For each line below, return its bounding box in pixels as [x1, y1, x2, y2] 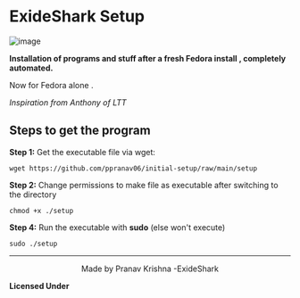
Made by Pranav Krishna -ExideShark [81, 263, 219, 274]
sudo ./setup [9, 239, 58, 248]
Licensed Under [9, 280, 70, 291]
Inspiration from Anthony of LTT [9, 96, 127, 108]
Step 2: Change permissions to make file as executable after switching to [9, 179, 279, 190]
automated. [9, 62, 54, 73]
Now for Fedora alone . [9, 79, 94, 90]
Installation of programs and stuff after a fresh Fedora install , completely [9, 53, 287, 63]
